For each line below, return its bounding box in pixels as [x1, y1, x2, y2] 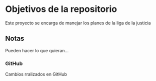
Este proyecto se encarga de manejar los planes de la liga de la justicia [5, 20, 151, 26]
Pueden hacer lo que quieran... [5, 47, 69, 53]
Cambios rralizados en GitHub [5, 71, 67, 78]
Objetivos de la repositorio [5, 3, 117, 15]
